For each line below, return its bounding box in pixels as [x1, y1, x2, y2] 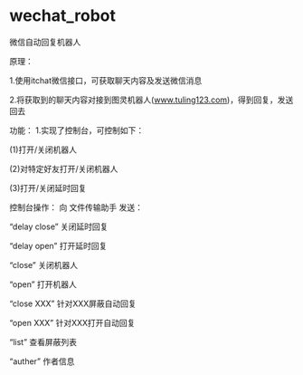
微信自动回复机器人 [9, 36, 81, 47]
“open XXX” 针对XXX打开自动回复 [9, 317, 136, 328]
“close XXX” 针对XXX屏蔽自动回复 [9, 298, 137, 309]
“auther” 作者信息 [9, 355, 75, 367]
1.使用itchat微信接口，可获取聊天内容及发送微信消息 [9, 74, 203, 86]
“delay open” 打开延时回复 [9, 240, 108, 251]
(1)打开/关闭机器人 [9, 144, 77, 155]
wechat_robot [9, 5, 116, 26]
